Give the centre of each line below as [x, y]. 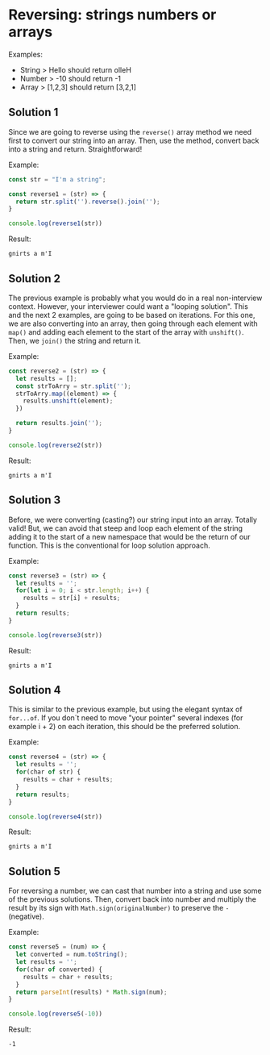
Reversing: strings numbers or [112, 15]
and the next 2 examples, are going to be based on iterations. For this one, [132, 315]
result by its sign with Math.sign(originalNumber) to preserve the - [119, 908]
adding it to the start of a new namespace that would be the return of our [130, 536]
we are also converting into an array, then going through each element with [133, 323]
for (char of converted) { [59, 970]
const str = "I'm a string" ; [57, 179]
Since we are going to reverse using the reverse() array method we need [130, 131]
